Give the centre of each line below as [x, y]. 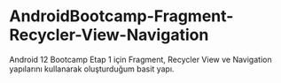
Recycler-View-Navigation [109, 35]
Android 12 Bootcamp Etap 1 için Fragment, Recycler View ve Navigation [140, 59]
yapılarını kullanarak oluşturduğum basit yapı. [92, 69]
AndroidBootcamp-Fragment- [121, 16]
